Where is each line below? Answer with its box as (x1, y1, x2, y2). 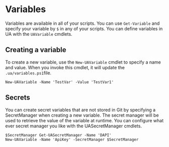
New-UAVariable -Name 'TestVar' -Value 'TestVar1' (5, 79, 114, 84)
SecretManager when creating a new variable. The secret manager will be (5, 112, 159, 118)
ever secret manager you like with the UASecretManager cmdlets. (5, 123, 142, 129)
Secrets (5, 93, 30, 102)
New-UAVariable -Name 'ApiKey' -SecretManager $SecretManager (5, 137, 139, 142)
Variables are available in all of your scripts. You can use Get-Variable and (5, 20, 160, 26)
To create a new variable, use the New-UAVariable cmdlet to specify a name (5, 59, 161, 65)
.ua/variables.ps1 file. (5, 70, 51, 76)
